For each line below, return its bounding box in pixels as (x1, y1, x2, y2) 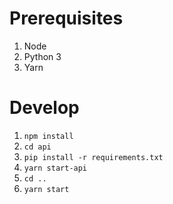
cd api (23, 142, 52, 152)
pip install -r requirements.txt (23, 152, 164, 162)
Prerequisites (9, 7, 124, 30)
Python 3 (23, 50, 62, 62)
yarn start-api (23, 163, 88, 173)
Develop (9, 97, 80, 119)
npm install (23, 131, 74, 141)
